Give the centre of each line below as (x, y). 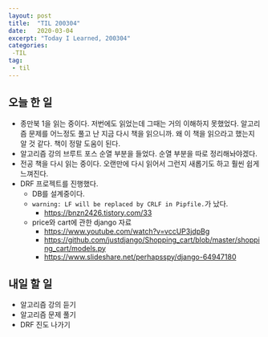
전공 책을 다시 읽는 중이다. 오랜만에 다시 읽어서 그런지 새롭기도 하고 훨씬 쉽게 (140, 163)
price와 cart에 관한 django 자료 (82, 222)
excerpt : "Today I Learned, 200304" (69, 38)
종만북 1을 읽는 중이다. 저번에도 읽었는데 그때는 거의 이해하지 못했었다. (129, 123)
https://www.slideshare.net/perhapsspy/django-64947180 (140, 257)
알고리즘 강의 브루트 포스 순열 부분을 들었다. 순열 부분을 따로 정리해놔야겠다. (139, 153)
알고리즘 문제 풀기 (48, 315)
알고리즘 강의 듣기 (48, 305)
